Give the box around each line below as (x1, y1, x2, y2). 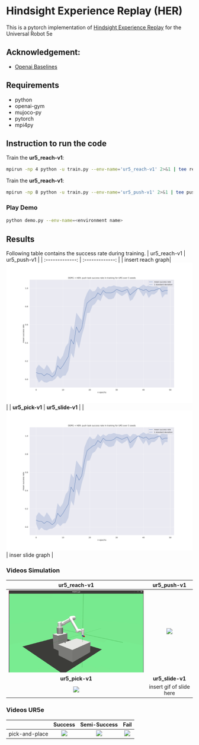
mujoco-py (14, 109, 42, 116)
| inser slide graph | (6, 551, 54, 559)
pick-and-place (8, 730, 49, 737)
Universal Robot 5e (6, 30, 53, 37)
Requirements (6, 80, 59, 90)
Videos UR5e (6, 706, 44, 714)
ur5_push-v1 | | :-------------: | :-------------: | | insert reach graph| (6, 256, 172, 264)
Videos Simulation (6, 566, 60, 575)
